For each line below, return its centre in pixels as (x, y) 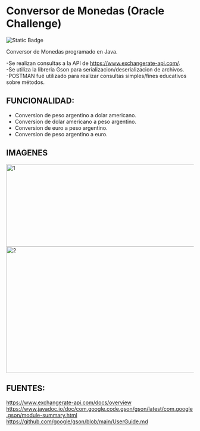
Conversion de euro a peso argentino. (61, 128)
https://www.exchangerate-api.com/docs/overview (69, 402)
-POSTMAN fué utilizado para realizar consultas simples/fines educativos (96, 76)
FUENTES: (26, 388)
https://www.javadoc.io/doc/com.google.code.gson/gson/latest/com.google (100, 409)
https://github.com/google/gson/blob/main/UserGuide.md (77, 421)
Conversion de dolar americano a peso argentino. (76, 121)
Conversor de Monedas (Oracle (85, 11)
